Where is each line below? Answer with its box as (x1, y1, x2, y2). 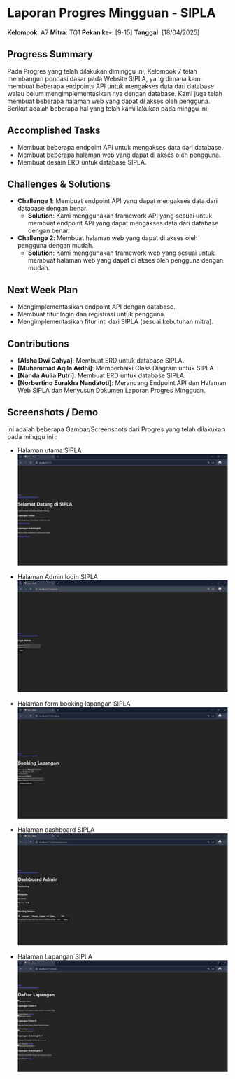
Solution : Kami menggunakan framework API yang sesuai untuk (27, 211, 213, 220)
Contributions (7, 337, 69, 349)
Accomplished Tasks (7, 125, 101, 137)
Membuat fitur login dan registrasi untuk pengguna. (17, 310, 166, 319)
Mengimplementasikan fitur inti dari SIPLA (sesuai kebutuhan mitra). (17, 317, 214, 326)
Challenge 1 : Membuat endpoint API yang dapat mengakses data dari (17, 197, 218, 205)
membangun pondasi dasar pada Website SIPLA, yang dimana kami (7, 74, 203, 83)
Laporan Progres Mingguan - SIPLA (7, 5, 216, 21)
